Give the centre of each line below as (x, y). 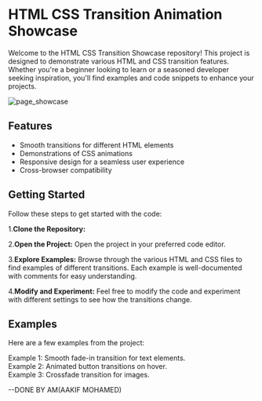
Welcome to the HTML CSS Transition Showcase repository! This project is (129, 53)
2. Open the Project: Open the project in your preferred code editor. (117, 244)
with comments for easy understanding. (73, 275)
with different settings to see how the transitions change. (100, 299)
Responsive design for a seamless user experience (102, 162)
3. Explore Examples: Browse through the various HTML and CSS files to (126, 259)
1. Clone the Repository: (47, 228)
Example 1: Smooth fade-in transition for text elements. (97, 358)
